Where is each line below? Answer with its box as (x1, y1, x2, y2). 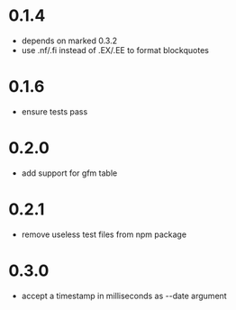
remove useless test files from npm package (21, 229, 186, 240)
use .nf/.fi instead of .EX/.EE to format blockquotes (21, 44, 209, 55)
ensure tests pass (21, 105, 88, 117)
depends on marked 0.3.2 (21, 35, 118, 46)
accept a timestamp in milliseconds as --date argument (21, 290, 227, 301)
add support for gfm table (21, 168, 118, 178)
